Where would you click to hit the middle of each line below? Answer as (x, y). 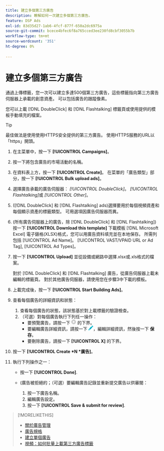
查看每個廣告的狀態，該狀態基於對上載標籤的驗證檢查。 (75, 310)
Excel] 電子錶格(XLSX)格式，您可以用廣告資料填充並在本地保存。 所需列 (85, 234)
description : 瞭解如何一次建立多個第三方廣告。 (49, 15)
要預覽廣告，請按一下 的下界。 (61, 322)
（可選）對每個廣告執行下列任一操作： (58, 316)
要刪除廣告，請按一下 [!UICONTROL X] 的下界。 (75, 341)
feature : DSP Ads (23, 21)
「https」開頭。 (21, 141)
